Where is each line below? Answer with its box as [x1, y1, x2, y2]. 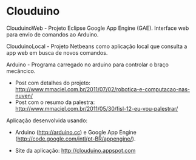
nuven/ [15, 92, 33, 99]
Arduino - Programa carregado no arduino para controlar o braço [6, 61, 169, 68]
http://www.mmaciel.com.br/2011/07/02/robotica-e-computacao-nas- [15, 85, 190, 92]
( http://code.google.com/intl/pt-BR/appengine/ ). [15, 135, 136, 142]
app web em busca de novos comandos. [6, 49, 108, 56]
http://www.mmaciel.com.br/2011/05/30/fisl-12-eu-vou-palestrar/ [15, 105, 178, 112]
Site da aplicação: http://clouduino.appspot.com [15, 147, 136, 154]
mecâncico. [6, 67, 36, 74]
